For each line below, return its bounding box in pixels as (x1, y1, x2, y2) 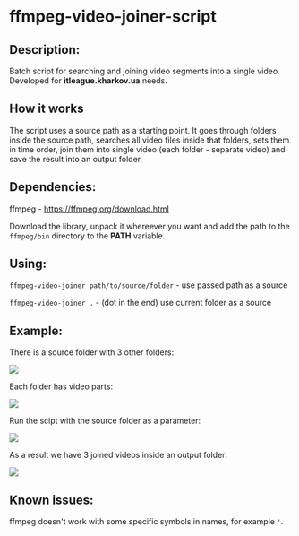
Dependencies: (9, 179, 97, 195)
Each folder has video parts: (9, 381, 114, 392)
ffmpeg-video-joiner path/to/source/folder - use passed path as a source (9, 280, 288, 290)
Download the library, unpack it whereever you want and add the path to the (9, 220, 291, 231)
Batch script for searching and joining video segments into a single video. (9, 65, 280, 76)
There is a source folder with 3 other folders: (9, 347, 175, 358)
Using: (9, 256, 47, 272)
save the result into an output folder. (9, 153, 143, 164)
